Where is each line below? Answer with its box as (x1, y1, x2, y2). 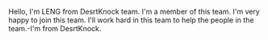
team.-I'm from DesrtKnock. (8, 24, 102, 33)
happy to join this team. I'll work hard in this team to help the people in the (8, 15, 254, 25)
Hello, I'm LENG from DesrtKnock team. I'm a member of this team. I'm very (8, 7, 260, 16)
